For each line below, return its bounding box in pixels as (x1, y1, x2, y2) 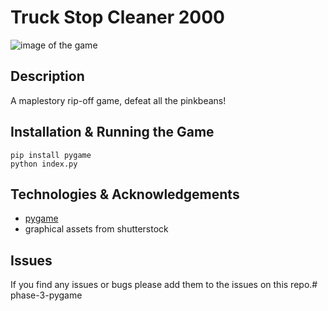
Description (10, 68, 85, 85)
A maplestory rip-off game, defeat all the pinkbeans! (10, 94, 227, 106)
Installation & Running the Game (10, 124, 215, 141)
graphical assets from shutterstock (24, 223, 169, 235)
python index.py (10, 159, 78, 169)
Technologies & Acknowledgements (10, 186, 240, 203)
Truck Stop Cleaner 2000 (10, 6, 225, 29)
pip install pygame (10, 150, 92, 160)
